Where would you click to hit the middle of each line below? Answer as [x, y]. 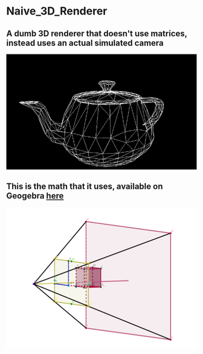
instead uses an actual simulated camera [85, 43]
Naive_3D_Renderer [57, 11]
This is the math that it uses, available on [85, 187]
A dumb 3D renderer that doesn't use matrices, [97, 34]
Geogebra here [35, 196]
